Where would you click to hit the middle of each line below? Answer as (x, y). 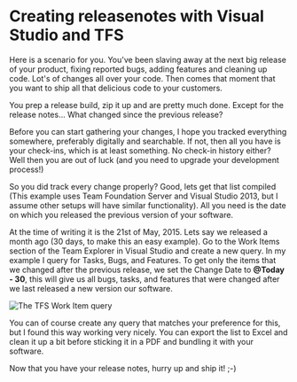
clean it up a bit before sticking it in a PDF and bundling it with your (132, 341)
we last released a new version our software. (91, 288)
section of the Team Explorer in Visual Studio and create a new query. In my (148, 251)
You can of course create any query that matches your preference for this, (145, 323)
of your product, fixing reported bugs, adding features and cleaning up (138, 69)
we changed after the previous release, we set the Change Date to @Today (147, 269)
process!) (27, 169)
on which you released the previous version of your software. (121, 214)
